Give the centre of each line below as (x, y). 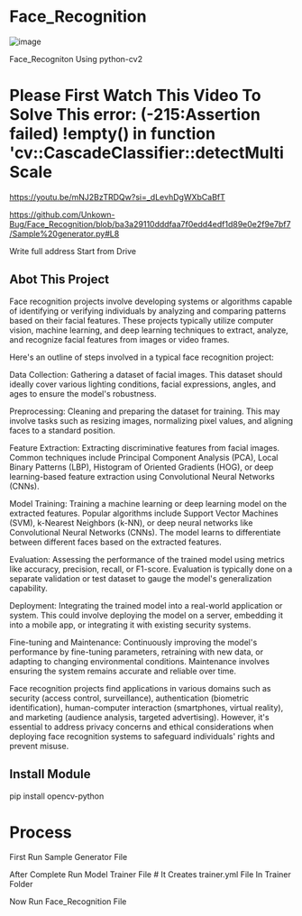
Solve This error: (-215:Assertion (135, 115)
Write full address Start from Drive (73, 251)
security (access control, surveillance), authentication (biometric (129, 698)
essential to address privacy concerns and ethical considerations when (142, 727)
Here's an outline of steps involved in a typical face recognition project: (142, 357)
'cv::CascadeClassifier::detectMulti (146, 153)
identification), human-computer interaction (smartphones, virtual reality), (146, 707)
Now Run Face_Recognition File (68, 902)
